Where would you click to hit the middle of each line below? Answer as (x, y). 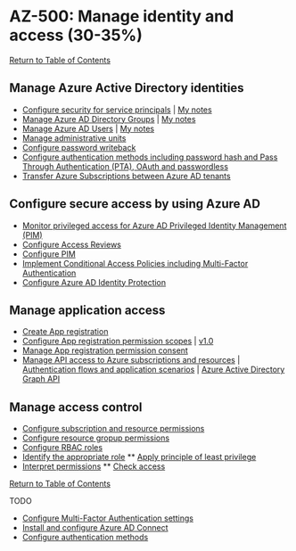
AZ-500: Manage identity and (122, 16)
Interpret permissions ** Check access (94, 466)
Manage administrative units (74, 138)
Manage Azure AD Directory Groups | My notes (109, 119)
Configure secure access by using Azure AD (135, 204)
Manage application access (87, 310)
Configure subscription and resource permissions (113, 429)
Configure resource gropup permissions (96, 438)
